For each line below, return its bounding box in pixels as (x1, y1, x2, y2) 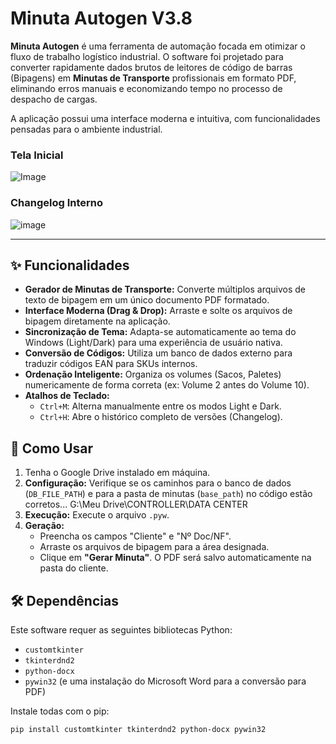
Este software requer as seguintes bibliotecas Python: (10, 623, 233, 636)
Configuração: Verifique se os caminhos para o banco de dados (24, 477, 292, 489)
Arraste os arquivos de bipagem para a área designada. (39, 541, 270, 553)
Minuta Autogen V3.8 (10, 7, 193, 30)
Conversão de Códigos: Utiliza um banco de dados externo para (24, 347, 293, 359)
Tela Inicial (10, 148, 64, 162)
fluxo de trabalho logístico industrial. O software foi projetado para (10, 50, 284, 62)
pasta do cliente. (39, 562, 109, 574)
